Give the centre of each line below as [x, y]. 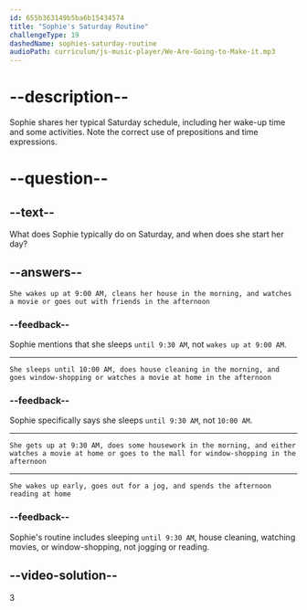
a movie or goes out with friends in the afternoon [110, 301]
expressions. [33, 142]
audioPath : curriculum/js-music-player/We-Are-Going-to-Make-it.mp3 [143, 52]
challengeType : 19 [44, 35]
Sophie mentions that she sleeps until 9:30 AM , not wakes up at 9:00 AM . [148, 344]
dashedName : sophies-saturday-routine [83, 43]
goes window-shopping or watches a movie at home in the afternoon [141, 378]
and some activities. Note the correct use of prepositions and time [134, 132]
